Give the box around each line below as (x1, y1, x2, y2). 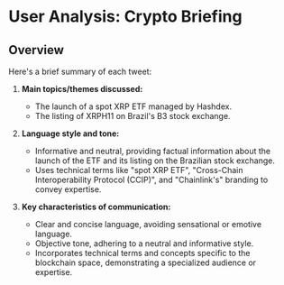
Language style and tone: (21, 128, 120, 139)
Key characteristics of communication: (21, 201, 171, 212)
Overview (8, 42, 65, 58)
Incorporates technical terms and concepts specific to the (34, 248, 251, 258)
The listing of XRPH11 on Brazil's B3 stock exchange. (34, 111, 231, 121)
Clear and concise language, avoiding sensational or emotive (34, 219, 262, 229)
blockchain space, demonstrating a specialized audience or (34, 257, 257, 268)
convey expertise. (34, 184, 102, 195)
